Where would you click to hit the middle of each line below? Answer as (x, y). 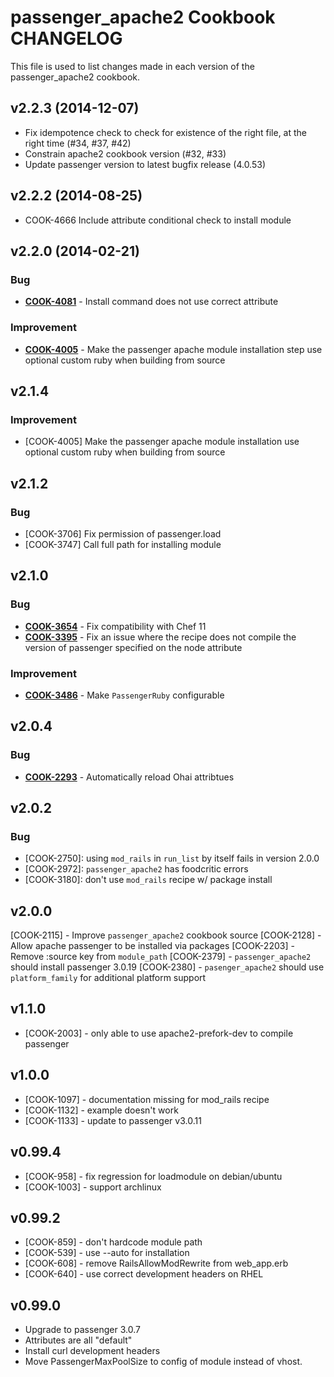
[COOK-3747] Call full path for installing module (123, 544)
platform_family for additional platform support (108, 978)
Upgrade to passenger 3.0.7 (82, 1330)
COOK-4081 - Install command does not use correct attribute (151, 302)
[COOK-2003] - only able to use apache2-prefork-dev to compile (159, 1033)
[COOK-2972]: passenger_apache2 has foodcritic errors (136, 869)
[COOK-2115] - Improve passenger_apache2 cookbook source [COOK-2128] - (166, 935)
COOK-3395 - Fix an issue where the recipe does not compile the (160, 637)
